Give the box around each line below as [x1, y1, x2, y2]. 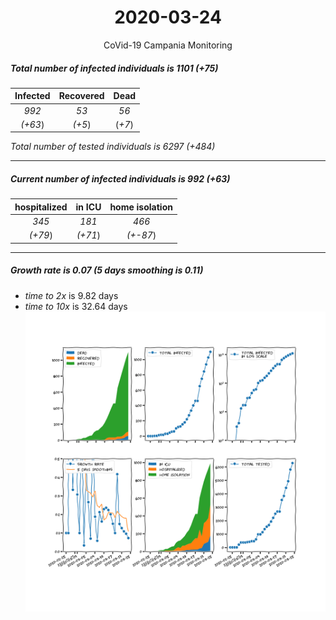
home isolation [109, 201, 173, 213]
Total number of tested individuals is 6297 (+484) [10, 141, 216, 153]
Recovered [58, 90, 105, 102]
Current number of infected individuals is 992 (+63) [10, 173, 231, 185]
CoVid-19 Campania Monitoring [103, 39, 233, 51]
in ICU [75, 201, 102, 213]
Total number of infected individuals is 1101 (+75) [10, 62, 219, 74]
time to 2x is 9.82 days [24, 289, 119, 301]
